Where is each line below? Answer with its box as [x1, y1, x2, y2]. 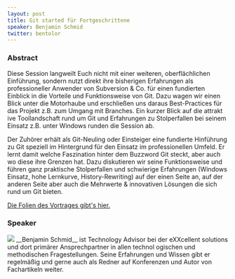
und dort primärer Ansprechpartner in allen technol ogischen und [7, 242, 196, 251]
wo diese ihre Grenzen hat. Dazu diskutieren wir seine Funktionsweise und [7, 157, 223, 166]
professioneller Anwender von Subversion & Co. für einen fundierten [7, 84, 206, 92]
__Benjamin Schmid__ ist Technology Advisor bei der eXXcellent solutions [15, 235, 228, 243]
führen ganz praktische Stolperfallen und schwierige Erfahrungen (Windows [7, 164, 228, 173]
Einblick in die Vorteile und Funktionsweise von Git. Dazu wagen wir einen [7, 91, 221, 100]
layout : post [7, 10, 46, 18]
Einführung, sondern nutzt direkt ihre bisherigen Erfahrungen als [7, 77, 194, 85]
